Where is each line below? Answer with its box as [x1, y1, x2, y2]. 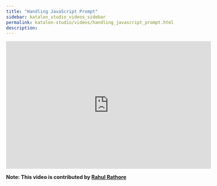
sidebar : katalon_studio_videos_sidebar [6, 14, 106, 20]
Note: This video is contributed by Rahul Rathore [6, 174, 127, 181]
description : [6, 25, 38, 31]
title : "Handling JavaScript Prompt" [6, 8, 98, 15]
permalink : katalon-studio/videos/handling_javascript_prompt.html [6, 19, 174, 25]
